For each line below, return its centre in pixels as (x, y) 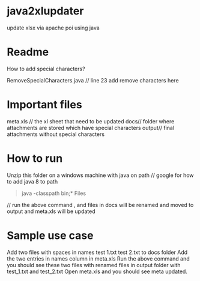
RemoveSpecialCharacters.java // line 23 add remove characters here (93, 80)
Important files (45, 105)
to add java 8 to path (32, 181)
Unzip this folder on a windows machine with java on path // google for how (100, 175)
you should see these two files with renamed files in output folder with (94, 265)
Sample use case (50, 235)
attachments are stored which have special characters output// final (91, 128)
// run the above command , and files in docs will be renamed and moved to (100, 205)
